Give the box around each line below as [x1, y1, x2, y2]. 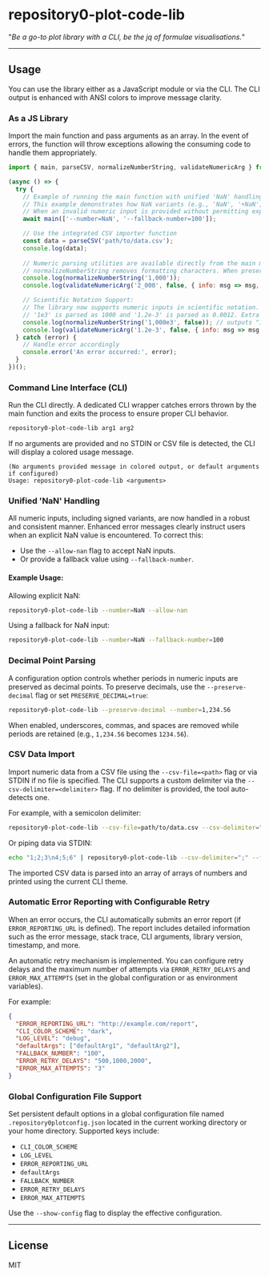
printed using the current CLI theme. [8, 876, 128, 886]
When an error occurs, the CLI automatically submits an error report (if [8, 915, 242, 924]
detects [8, 792, 34, 802]
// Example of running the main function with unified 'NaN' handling [22, 192, 263, 201]
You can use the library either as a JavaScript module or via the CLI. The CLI [8, 84, 260, 94]
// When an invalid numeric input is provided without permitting [22, 207, 249, 215]
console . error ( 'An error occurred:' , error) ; [22, 348, 178, 356]
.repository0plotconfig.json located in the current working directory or [8, 1117, 247, 1127]
